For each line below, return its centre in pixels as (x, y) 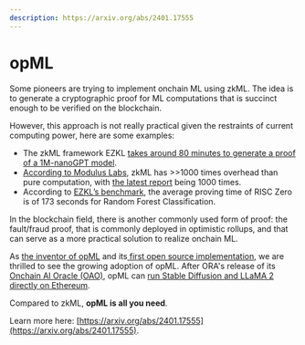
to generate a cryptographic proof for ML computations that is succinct (143, 98)
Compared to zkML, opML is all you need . (89, 303)
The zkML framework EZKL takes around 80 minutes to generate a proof (159, 152)
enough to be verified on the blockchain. (86, 108)
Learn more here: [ (45, 320)
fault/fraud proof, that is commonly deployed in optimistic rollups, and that (149, 228)
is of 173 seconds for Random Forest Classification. (119, 201)
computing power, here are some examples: (92, 135)
